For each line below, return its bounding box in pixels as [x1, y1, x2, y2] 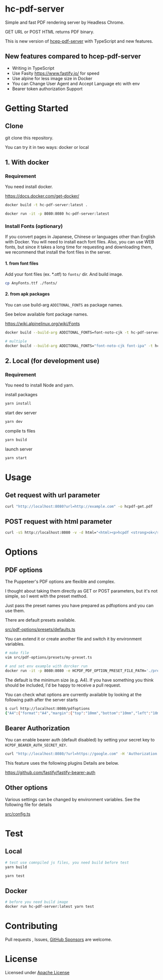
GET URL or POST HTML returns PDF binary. [5, 29, 95, 34]
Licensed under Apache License [5, 969, 70, 975]
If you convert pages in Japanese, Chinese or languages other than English [5, 234, 155, 240]
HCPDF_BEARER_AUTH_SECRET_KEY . [5, 742, 67, 748]
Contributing [5, 920, 58, 932]
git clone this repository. [5, 135, 53, 141]
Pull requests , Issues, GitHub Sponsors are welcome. [5, 937, 113, 943]
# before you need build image [5, 900, 68, 905]
